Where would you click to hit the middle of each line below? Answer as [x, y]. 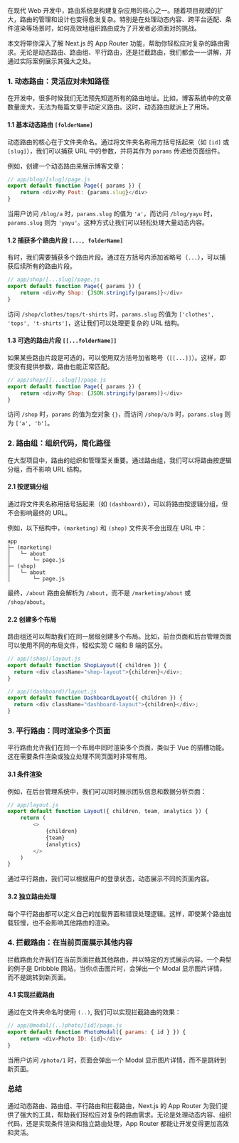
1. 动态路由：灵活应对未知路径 [58, 81]
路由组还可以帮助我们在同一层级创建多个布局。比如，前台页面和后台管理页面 [119, 637]
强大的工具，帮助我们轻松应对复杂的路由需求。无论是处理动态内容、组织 [126, 1115]
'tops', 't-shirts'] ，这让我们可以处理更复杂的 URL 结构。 [95, 323]
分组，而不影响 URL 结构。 [47, 469]
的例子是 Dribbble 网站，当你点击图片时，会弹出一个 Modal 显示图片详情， [117, 968]
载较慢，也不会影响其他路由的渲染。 [60, 923]
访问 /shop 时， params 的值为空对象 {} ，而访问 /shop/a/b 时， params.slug [115, 414]
